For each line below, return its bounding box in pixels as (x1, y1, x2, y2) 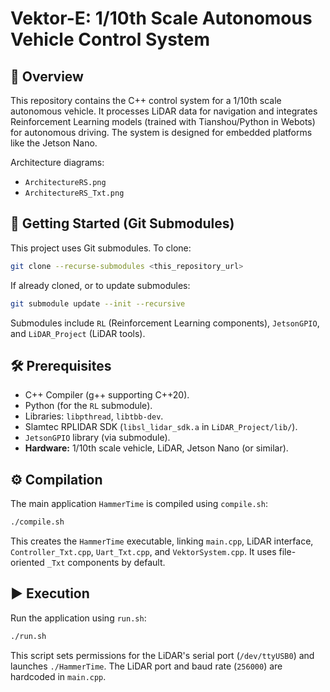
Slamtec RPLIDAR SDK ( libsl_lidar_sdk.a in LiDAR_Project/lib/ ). (24, 421, 298, 433)
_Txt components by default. (46, 557, 166, 569)
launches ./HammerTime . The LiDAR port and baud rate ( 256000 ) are (10, 660, 283, 672)
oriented (10, 557, 45, 569)
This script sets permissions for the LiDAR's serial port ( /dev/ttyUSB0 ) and (10, 649, 315, 661)
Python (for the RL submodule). (24, 400, 153, 412)
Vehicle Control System (10, 28, 211, 51)
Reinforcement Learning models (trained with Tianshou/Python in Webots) (10, 116, 316, 127)
